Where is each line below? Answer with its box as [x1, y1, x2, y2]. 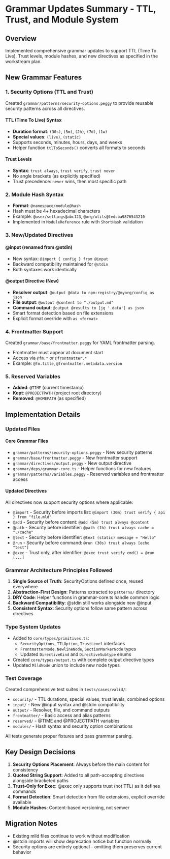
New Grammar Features [5, 73, 82, 82]
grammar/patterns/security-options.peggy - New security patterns [12, 449, 153, 455]
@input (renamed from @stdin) [5, 244, 73, 250]
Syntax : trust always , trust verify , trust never [12, 167, 116, 174]
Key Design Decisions [5, 748, 76, 756]
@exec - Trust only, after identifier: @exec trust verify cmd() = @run [12, 550, 155, 556]
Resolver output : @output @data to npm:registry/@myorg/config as [12, 289, 155, 295]
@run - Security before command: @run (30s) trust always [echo [12, 540, 150, 546]
